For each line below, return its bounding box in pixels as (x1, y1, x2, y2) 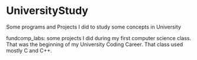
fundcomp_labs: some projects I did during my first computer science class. (6, 34, 191, 41)
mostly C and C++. (6, 47, 52, 54)
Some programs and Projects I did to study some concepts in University (6, 23, 182, 30)
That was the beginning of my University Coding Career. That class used (6, 41, 183, 48)
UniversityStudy (6, 4, 89, 17)
